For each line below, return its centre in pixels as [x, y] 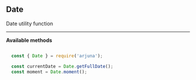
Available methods [29, 40]
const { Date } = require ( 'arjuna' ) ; [57, 56]
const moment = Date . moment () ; [49, 72]
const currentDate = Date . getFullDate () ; [62, 66]
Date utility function [30, 23]
